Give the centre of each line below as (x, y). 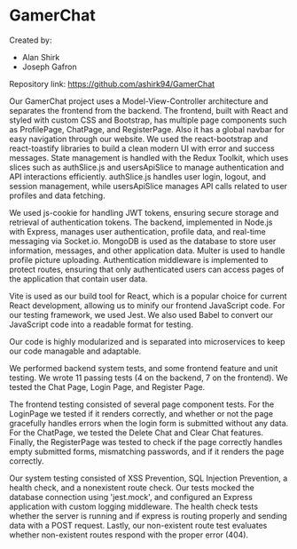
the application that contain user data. (78, 278)
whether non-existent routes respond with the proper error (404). (129, 535)
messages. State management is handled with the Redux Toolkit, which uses (149, 157)
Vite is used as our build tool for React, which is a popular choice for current (148, 296)
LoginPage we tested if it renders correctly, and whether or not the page (141, 413)
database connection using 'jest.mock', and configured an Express (131, 497)
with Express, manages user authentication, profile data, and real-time (137, 231)
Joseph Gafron (49, 67)
